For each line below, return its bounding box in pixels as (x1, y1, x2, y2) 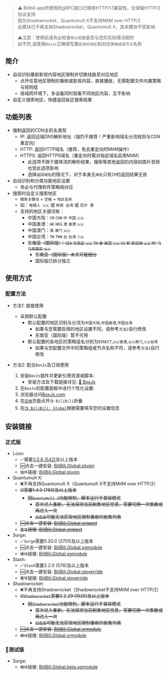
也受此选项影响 (27, 165, 59, 171)
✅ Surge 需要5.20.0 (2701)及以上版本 (20, 538, 94, 544)
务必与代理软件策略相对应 (20, 184, 73, 190)
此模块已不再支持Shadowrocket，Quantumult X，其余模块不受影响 (17, 24, 155, 30)
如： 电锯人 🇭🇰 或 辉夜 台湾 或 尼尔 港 (20, 202, 94, 208)
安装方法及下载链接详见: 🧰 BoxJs (27, 379, 96, 385)
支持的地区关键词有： (20, 208, 64, 214)
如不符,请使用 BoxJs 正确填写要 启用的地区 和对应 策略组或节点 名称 (17, 41, 142, 47)
